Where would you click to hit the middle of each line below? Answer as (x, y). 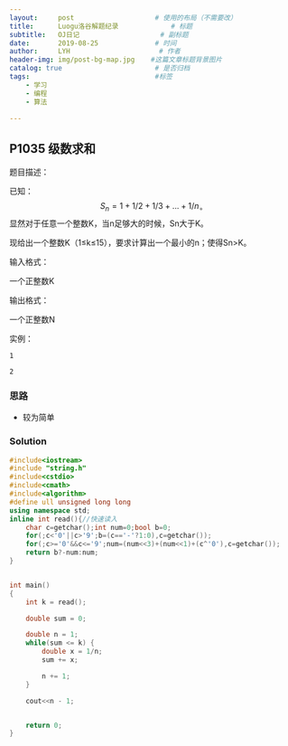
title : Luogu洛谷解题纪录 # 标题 (101, 26)
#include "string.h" (48, 468)
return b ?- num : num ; (62, 552)
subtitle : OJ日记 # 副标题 (99, 34)
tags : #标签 (91, 77)
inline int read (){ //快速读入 (63, 519)
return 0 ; (44, 725)
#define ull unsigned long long (70, 502)
